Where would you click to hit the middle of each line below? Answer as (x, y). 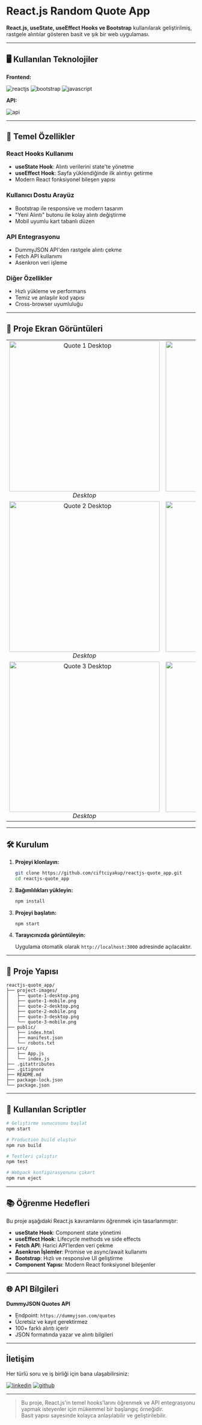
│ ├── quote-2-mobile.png (41, 1012)
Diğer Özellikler (29, 278)
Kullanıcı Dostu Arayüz (40, 195)
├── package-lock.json (35, 1080)
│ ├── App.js (25, 1054)
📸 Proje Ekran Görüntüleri (55, 328)
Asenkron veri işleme (41, 262)
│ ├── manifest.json (35, 1038)
